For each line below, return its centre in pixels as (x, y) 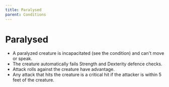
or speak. (22, 59)
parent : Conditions (26, 15)
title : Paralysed (23, 10)
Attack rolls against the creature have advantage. (64, 69)
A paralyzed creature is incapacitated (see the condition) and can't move (88, 53)
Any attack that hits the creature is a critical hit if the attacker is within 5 (87, 75)
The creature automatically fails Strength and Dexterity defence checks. (87, 64)
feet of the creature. (33, 80)
